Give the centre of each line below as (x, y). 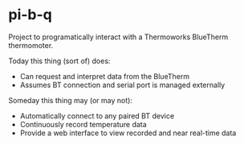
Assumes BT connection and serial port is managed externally (122, 85)
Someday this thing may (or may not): (70, 100)
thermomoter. (31, 45)
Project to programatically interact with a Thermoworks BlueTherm (118, 37)
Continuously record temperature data (83, 124)
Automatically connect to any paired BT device (97, 116)
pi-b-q (30, 15)
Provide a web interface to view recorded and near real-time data (128, 133)
